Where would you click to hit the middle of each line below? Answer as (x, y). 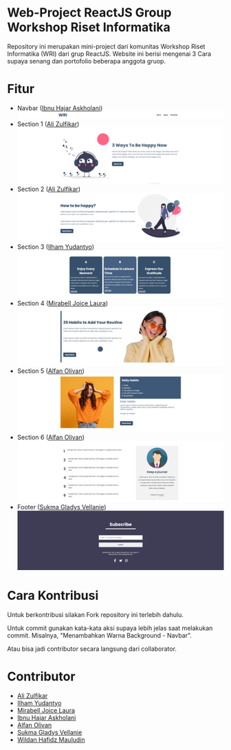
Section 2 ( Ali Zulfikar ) (49, 189)
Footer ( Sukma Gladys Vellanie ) (62, 507)
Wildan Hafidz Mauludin (51, 740)
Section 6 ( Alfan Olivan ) (51, 437)
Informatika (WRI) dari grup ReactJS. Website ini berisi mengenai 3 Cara (109, 54)
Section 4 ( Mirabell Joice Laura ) (63, 303)
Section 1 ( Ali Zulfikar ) (48, 124)
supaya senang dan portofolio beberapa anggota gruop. (87, 61)
